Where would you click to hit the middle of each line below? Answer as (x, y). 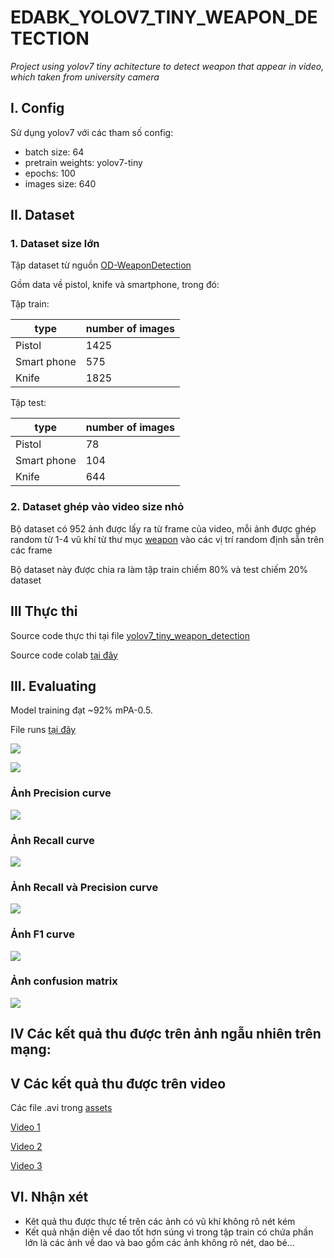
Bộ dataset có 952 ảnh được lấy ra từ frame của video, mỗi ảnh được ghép (163, 528)
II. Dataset (42, 215)
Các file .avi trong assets (61, 1108)
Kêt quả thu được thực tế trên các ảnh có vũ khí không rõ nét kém (160, 1221)
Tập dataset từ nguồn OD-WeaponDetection (101, 265)
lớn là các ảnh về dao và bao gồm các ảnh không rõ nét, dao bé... (159, 1242)
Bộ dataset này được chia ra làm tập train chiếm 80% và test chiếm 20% (159, 569)
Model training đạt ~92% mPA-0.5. (81, 710)
